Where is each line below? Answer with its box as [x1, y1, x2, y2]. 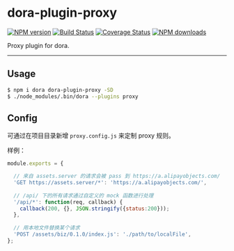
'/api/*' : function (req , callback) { [13, 198, 123, 206]
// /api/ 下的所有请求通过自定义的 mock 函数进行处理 [13, 192, 154, 199]
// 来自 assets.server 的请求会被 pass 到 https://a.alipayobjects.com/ [13, 172, 221, 180]
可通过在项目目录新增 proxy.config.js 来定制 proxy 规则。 [7, 131, 175, 140]
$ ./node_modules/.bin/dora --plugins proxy [7, 92, 139, 100]
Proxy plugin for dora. [7, 41, 70, 49]
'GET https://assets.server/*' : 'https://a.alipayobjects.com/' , [13, 179, 208, 186]
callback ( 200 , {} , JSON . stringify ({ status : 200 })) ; [19, 205, 170, 212]
